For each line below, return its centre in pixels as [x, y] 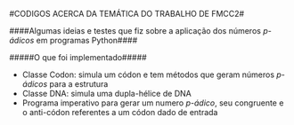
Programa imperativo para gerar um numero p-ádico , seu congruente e [153, 103]
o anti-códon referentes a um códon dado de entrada [120, 112]
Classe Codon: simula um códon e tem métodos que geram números [148, 74]
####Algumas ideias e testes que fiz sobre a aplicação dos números [135, 31]
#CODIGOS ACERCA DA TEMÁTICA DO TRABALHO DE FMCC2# [127, 14]
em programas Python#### [87, 40]
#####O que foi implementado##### [78, 57]
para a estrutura [79, 84]
